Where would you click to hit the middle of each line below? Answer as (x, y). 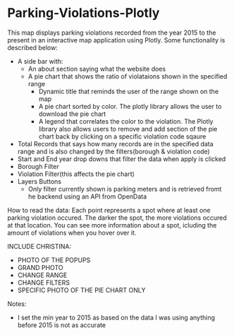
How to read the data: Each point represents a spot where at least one (109, 210)
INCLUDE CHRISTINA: (39, 246)
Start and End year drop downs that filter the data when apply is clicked (122, 159)
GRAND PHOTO (40, 267)
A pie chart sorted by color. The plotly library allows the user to (130, 106)
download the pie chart (72, 114)
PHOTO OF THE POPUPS (54, 260)
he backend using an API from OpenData (87, 196)
